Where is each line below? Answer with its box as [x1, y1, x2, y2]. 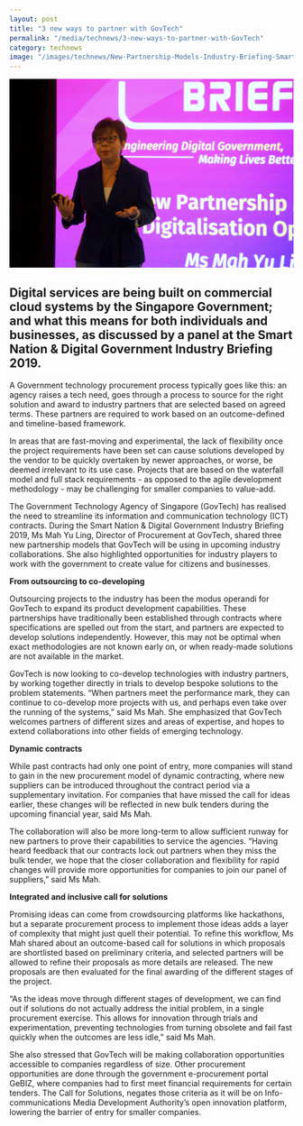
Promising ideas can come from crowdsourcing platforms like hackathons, [9, 909, 286, 920]
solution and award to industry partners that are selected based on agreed [9, 398, 286, 409]
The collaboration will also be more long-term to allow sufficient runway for [9, 826, 289, 837]
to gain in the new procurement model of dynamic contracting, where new [9, 770, 285, 781]
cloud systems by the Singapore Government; [9, 299, 273, 315]
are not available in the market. [9, 650, 124, 662]
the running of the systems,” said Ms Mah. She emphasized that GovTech [9, 706, 282, 717]
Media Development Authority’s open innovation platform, [72, 1096, 287, 1108]
